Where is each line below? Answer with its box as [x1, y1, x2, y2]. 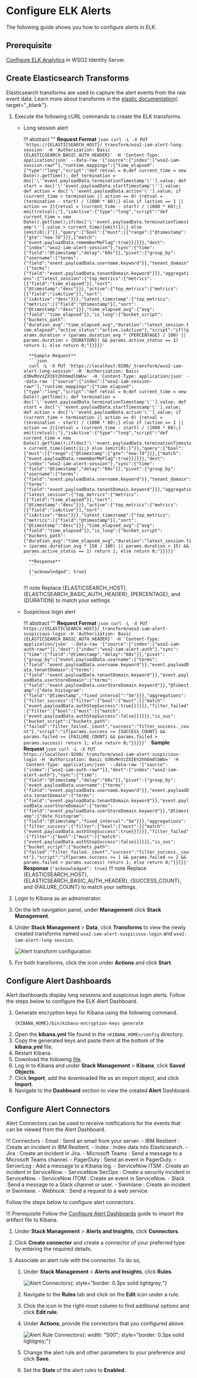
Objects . [14, 1068, 36, 1075]
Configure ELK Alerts [6, 4, 111, 18]
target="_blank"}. [6, 101, 48, 108]
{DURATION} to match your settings [23, 597, 110, 604]
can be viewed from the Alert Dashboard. [6, 1126, 106, 1133]
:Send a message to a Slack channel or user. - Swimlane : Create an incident [6, 1181, 191, 1188]
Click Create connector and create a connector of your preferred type [14, 1239, 185, 1246]
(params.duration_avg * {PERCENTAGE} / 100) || [68, 332, 186, 338]
